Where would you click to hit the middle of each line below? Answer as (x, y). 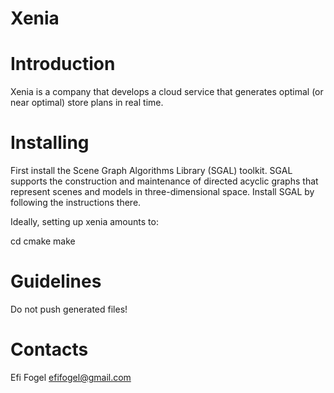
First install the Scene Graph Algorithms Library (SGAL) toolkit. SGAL (151, 171)
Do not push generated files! (69, 309)
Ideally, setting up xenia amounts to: (84, 222)
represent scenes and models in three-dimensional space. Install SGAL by (162, 192)
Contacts (49, 349)
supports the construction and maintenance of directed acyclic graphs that (164, 181)
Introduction (63, 64)
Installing (50, 143)
